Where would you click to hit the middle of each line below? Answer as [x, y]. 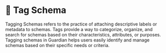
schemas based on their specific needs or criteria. [58, 45]
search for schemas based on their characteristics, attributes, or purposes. [83, 34]
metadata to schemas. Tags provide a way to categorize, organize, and [79, 29]
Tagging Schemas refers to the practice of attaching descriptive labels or [81, 24]
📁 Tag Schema [36, 10]
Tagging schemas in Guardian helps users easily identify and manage [77, 40]
